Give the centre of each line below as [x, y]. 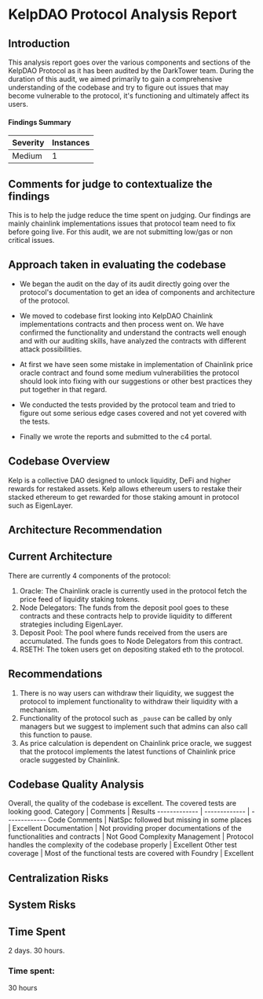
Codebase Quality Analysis [76, 785]
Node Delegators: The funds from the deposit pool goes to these [124, 608]
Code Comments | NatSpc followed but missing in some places [150, 820]
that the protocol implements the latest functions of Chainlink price [127, 751]
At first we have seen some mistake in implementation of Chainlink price [136, 364]
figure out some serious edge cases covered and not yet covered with [133, 413]
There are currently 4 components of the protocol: [89, 575]
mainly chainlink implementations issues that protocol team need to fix [122, 224]
